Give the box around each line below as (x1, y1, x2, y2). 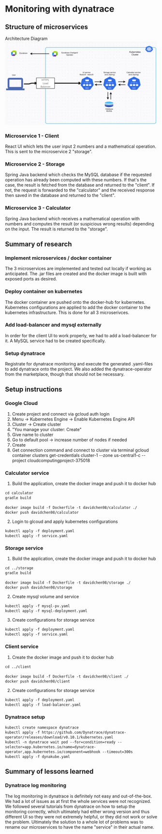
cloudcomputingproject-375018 (27, 457, 90, 463)
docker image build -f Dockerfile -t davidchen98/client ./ (5, 674, 129, 679)
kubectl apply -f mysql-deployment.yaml (5, 608, 88, 613)
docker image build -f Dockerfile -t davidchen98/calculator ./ (5, 505, 137, 510)
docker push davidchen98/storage (5, 585, 73, 590)
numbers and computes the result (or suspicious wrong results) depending (5, 221, 154, 226)
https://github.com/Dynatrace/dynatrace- (42, 730, 127, 735)
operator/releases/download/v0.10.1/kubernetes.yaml (5, 735, 114, 740)
